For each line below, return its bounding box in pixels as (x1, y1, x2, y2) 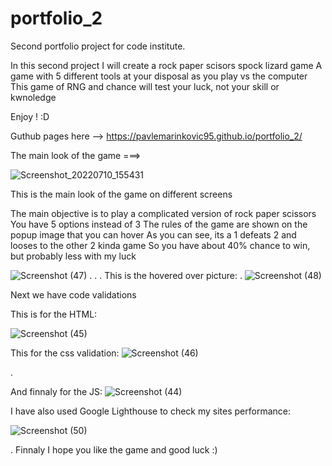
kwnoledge (10, 91, 57, 103)
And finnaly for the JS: (10, 385, 103, 397)
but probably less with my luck (10, 250, 137, 262)
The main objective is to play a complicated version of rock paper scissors (10, 207, 317, 219)
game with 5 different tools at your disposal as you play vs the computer (10, 70, 308, 82)
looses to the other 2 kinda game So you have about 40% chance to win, (10, 239, 311, 251)
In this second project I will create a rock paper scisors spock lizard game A (10, 59, 323, 71)
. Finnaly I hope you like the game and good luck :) (10, 443, 218, 456)
